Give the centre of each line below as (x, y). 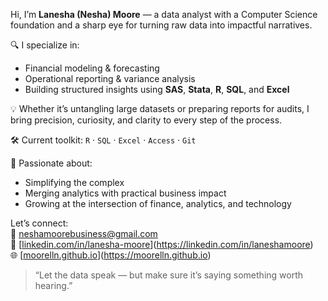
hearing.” (53, 285)
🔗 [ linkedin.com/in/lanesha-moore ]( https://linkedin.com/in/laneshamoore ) (162, 244)
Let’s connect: (39, 223)
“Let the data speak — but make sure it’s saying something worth (169, 275)
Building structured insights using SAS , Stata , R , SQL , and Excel (157, 89)
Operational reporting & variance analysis (110, 78)
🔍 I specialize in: (45, 45)
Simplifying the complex (74, 182)
